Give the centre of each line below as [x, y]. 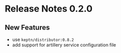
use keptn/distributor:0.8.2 [43, 39]
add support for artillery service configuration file [64, 45]
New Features [27, 28]
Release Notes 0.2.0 [49, 9]
